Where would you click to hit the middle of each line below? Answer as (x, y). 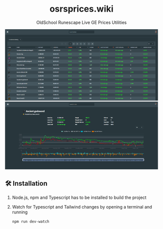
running (20, 212)
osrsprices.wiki (81, 9)
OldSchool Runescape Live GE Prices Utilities (81, 22)
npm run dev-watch (31, 222)
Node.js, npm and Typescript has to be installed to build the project (79, 197)
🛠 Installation (26, 184)
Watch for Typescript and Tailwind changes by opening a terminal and (82, 207)
